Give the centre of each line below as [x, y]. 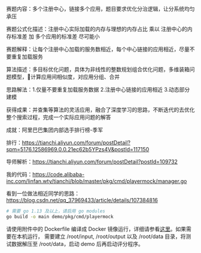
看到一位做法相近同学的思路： [43, 193]
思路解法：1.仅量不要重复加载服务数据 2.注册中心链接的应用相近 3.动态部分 [98, 89]
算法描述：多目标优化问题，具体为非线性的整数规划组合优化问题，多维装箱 [98, 69]
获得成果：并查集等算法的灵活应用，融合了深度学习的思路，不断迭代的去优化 [100, 110]
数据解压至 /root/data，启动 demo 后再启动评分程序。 [77, 243]
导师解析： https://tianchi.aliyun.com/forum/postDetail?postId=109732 [92, 161]
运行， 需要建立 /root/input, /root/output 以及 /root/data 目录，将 [106, 236]
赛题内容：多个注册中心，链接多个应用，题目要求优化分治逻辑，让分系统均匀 [100, 9]
